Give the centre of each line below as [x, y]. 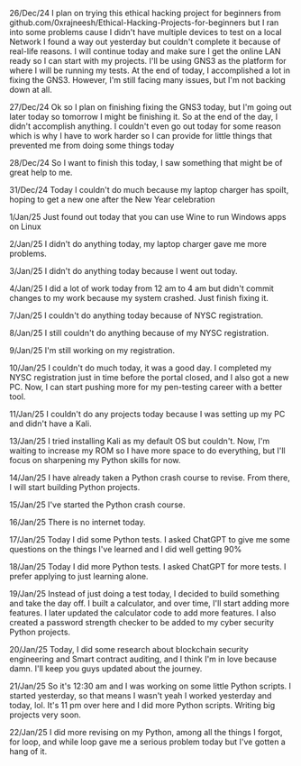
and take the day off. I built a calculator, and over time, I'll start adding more [150, 603]
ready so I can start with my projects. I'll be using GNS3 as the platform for [148, 61]
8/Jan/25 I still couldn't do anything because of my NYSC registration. [139, 333]
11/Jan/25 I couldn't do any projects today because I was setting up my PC [147, 414]
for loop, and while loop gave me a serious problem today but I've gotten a [147, 742]
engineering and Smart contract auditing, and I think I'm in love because [143, 659]
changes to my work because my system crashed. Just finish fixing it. [139, 298]
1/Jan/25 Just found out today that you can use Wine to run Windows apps [148, 217]
